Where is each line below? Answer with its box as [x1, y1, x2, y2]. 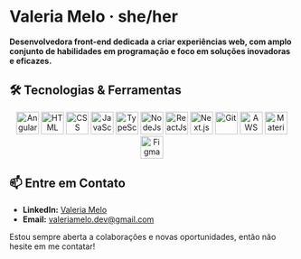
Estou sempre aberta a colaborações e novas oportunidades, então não [9, 231, 277, 242]
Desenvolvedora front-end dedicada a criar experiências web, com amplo [9, 36, 292, 47]
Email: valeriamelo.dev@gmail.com [22, 214, 155, 225]
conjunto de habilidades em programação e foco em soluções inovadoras [9, 45, 291, 56]
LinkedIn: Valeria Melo [22, 204, 108, 215]
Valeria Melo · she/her [9, 6, 179, 27]
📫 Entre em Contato [9, 176, 127, 191]
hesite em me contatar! [9, 241, 96, 252]
